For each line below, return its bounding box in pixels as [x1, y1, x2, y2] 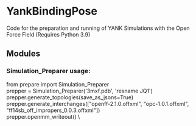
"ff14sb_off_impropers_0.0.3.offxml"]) [6, 107, 100, 114]
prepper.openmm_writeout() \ [6, 113, 80, 120]
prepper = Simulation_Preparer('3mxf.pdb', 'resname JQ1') [6, 87, 153, 94]
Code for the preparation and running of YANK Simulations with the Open [6, 24, 190, 32]
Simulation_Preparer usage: [6, 67, 91, 75]
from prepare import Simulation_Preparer [6, 80, 110, 88]
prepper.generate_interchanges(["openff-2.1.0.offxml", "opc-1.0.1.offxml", [6, 100, 189, 107]
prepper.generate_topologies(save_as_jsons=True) [6, 93, 134, 101]
